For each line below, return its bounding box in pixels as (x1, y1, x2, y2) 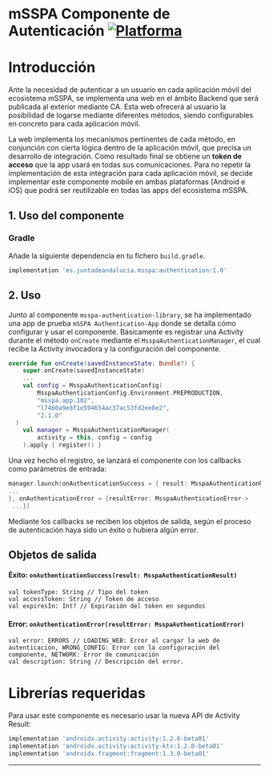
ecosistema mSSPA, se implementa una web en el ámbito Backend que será (8, 94, 259, 103)
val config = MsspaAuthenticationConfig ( (22, 382, 163, 390)
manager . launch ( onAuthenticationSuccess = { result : (8, 479, 188, 487)
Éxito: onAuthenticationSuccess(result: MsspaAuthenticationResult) (8, 570, 238, 580)
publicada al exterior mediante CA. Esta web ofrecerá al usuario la (8, 102, 227, 112)
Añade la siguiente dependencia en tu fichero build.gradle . (8, 251, 206, 260)
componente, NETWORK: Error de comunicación (8, 651, 159, 659)
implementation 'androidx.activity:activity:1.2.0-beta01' (8, 735, 210, 743)
